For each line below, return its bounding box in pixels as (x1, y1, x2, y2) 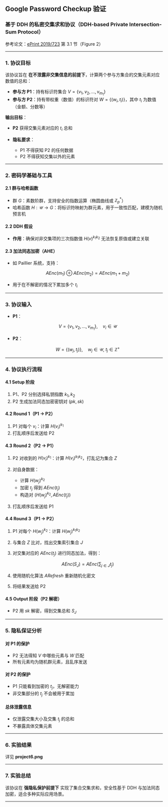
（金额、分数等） (12, 103, 48, 109)
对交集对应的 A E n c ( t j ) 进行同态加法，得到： (12, 550, 101, 557)
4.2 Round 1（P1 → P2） (5, 411, 56, 417)
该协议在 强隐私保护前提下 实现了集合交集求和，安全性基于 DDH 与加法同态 (5, 784, 160, 790)
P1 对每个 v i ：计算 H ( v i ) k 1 (12, 422, 64, 430)
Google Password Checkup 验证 (5, 5, 106, 14)
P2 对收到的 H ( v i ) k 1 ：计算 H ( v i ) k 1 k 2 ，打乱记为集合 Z (12, 454, 117, 462)
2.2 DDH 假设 (5, 223, 33, 229)
